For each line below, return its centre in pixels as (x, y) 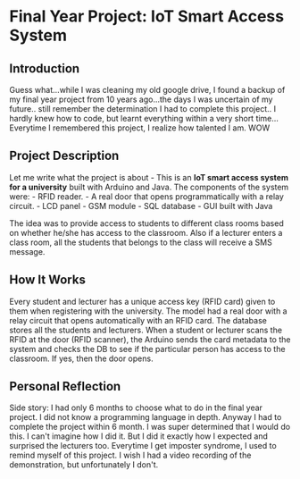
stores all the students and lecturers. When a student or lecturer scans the (146, 330)
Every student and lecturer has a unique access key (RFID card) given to (142, 301)
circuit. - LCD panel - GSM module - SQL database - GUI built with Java (141, 206)
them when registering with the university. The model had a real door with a (148, 311)
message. (27, 251)
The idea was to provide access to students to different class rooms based (146, 223)
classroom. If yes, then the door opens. (81, 358)
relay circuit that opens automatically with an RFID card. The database (138, 320)
